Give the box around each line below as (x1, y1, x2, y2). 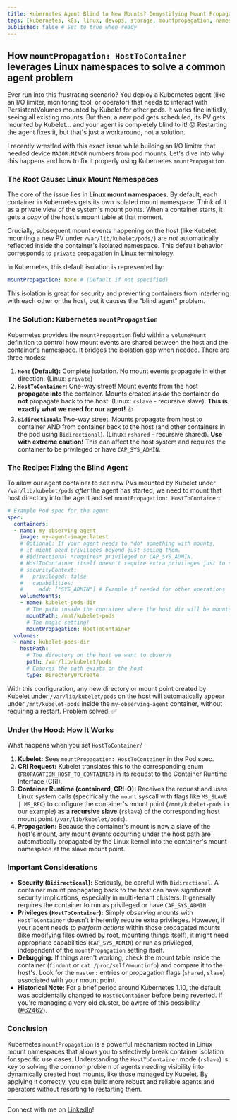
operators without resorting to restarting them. (7, 1085, 142, 1093)
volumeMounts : (20, 593, 61, 600)
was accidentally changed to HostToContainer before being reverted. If (17, 991, 223, 1000)
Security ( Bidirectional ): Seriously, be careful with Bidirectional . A (17, 878, 219, 887)
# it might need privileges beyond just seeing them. (20, 547, 181, 554)
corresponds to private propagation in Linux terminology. (7, 249, 175, 258)
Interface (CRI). (17, 777, 63, 785)
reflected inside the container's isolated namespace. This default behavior (7, 242, 224, 250)
